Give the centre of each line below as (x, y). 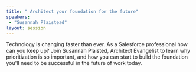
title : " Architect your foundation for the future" (72, 11)
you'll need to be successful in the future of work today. (74, 63)
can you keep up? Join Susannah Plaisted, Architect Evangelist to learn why (98, 51)
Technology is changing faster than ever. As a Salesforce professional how (97, 44)
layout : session (26, 28)
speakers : (18, 17)
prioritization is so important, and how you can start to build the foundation (97, 57)
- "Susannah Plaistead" (38, 22)
